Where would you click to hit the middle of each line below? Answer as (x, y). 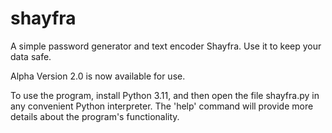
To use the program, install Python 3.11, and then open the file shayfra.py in (165, 95)
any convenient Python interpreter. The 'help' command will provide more (162, 106)
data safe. (31, 56)
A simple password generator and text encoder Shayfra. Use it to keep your (166, 46)
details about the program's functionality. (95, 116)
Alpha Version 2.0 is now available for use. (98, 76)
